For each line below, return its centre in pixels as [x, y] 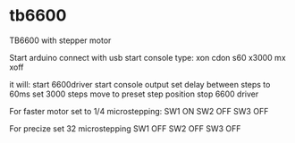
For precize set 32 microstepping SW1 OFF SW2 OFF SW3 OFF [125, 128]
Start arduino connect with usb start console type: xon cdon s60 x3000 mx [147, 57]
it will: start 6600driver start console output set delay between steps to [140, 84]
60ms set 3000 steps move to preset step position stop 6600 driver [134, 94]
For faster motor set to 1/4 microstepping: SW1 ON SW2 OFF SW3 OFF [139, 111]
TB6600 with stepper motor [60, 40]
